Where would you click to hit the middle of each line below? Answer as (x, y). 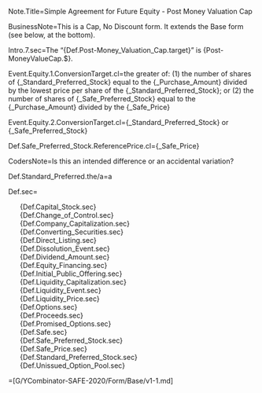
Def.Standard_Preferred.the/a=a (60, 176)
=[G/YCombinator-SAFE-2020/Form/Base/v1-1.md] (91, 381)
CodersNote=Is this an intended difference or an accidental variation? (121, 161)
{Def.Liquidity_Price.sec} (59, 299)
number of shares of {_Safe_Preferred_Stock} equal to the (102, 99)
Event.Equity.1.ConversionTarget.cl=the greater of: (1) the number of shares (130, 73)
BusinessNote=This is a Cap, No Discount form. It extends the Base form (126, 26)
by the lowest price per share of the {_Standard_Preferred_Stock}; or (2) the (131, 90)
